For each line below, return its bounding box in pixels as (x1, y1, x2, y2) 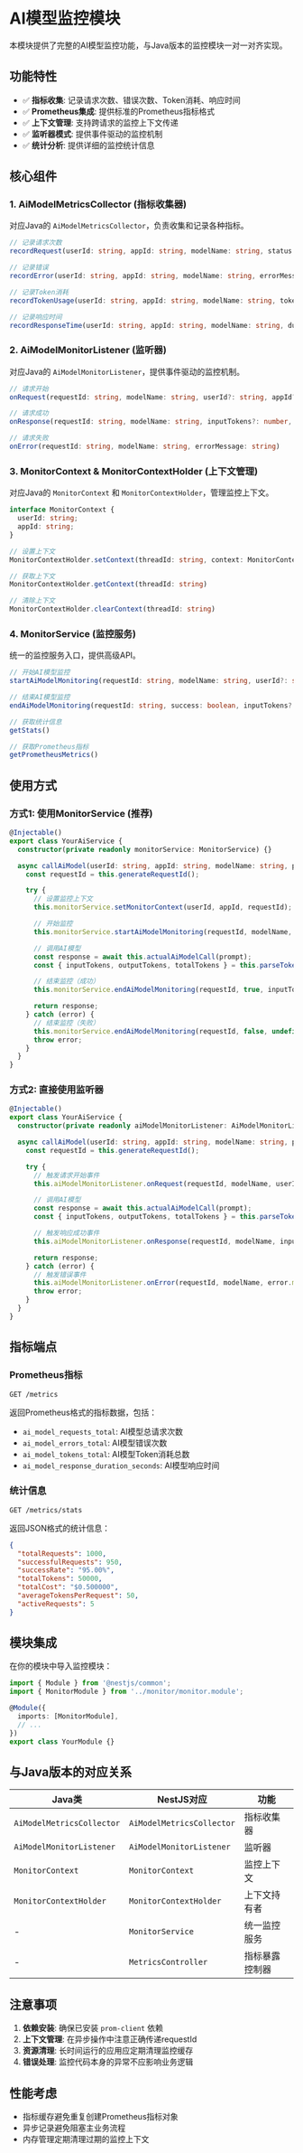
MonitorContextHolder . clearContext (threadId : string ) (9, 604, 216, 614)
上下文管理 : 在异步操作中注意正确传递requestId (22, 2034, 197, 2045)
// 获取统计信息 (9, 717, 62, 726)
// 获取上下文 (9, 571, 56, 581)
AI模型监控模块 (9, 8, 121, 29)
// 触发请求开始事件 (32, 1171, 100, 1180)
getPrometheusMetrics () (9, 751, 99, 760)
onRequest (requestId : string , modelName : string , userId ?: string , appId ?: (9, 392, 300, 402)
